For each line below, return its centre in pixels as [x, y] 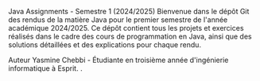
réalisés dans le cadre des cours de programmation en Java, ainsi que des [130, 36]
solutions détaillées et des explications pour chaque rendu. [105, 45]
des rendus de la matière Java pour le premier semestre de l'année [118, 20]
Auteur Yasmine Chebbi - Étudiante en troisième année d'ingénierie [118, 60]
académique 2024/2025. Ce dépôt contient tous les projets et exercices [126, 28]
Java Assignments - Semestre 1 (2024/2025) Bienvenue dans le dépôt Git [129, 11]
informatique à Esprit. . [45, 68]
